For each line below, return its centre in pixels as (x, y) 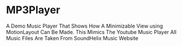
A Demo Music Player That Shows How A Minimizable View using (85, 26)
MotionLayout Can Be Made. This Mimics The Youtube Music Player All (91, 32)
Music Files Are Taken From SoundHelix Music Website (72, 38)
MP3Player (33, 10)
